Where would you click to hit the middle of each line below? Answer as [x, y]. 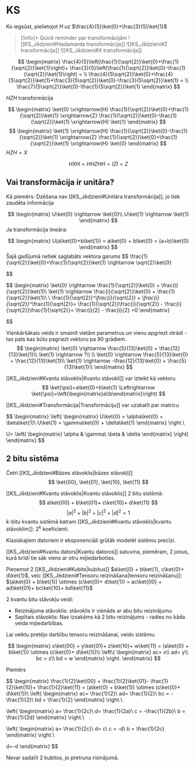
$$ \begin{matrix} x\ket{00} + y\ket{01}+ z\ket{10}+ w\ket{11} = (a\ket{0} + [98, 646]
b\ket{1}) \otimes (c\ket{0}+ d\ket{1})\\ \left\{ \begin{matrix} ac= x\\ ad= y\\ [98, 652]
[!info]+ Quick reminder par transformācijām [73, 38]
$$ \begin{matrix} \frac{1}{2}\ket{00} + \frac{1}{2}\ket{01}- [78, 681]
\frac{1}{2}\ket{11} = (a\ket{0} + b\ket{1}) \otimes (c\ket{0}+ [109, 687]
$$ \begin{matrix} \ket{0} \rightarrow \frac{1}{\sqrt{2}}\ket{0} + [83, 285]
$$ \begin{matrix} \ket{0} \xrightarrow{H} [58, 109]
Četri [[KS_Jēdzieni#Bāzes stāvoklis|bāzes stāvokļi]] [69, 473]
